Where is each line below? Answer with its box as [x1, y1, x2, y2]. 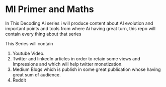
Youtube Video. [12, 50, 45, 56]
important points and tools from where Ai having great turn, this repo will [5, 25, 156, 31]
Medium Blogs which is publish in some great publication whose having [12, 66, 161, 72]
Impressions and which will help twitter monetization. [12, 61, 123, 67]
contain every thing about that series [5, 31, 81, 37]
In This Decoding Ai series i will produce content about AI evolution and [5, 20, 153, 26]
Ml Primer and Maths [5, 4, 94, 15]
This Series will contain [5, 40, 53, 46]
